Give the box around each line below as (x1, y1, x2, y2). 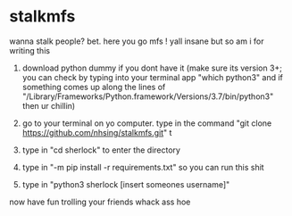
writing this (9, 45, 51, 55)
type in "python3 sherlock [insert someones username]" (21, 179, 230, 189)
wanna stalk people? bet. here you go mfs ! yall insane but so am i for (9, 36, 264, 46)
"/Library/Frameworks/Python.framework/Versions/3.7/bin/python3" (21, 91, 274, 102)
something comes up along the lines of (21, 81, 166, 92)
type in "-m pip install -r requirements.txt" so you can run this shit (21, 162, 265, 172)
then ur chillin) (21, 100, 76, 111)
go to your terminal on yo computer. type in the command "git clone (21, 118, 272, 129)
